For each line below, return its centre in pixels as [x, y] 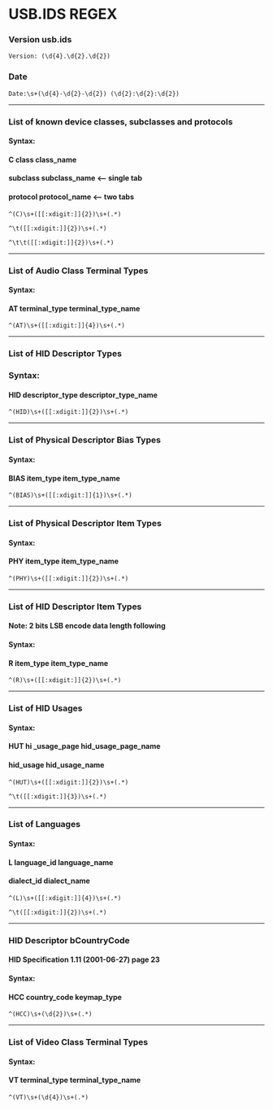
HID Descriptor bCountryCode [69, 940]
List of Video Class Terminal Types [78, 1042]
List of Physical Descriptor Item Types [85, 524]
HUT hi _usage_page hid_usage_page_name [84, 746]
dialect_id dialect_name [50, 881]
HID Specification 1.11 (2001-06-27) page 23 [84, 959]
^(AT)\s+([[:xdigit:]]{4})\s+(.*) [67, 326]
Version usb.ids [40, 40]
